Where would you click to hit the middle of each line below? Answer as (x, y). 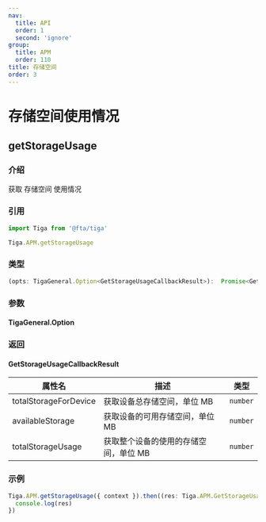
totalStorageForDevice (54, 401)
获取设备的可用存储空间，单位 (159, 416)
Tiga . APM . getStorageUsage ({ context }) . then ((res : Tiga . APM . (111, 496)
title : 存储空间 (32, 67)
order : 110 (33, 60)
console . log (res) (44, 503)
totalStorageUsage (47, 447)
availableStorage (44, 421)
